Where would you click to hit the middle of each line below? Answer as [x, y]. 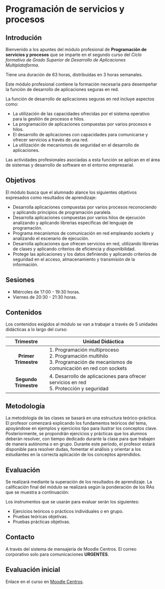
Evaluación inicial [33, 570]
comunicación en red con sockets [88, 368]
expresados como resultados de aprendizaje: [51, 197]
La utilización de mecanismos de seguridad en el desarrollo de [76, 145]
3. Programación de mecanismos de [91, 362]
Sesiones [20, 280]
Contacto [20, 537]
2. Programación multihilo [79, 356]
